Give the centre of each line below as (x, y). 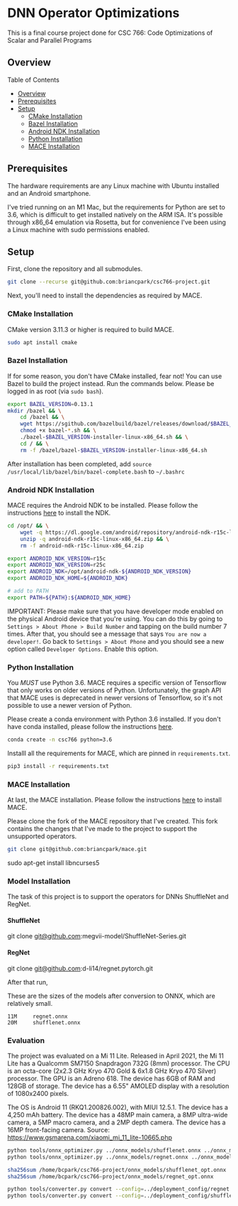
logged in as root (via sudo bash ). (56, 391)
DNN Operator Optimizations (93, 13)
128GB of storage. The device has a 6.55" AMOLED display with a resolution (118, 1086)
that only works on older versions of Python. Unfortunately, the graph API (114, 691)
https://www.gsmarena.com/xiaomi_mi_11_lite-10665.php (90, 1137)
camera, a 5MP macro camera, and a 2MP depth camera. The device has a (117, 1122)
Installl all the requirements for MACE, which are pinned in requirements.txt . (119, 753)
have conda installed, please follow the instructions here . (90, 727)
